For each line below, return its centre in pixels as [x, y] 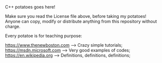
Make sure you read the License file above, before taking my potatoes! [76, 16]
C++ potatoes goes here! [30, 7]
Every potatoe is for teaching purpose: [44, 36]
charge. [13, 26]
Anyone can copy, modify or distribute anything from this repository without [81, 21]
